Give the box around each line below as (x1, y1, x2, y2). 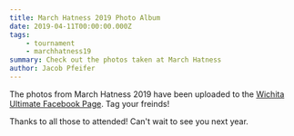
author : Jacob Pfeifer (9, 64, 96, 73)
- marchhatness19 (25, 47, 92, 56)
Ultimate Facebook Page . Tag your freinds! (9, 98, 170, 109)
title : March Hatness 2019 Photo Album (9, 13, 161, 23)
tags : (9, 30, 30, 39)
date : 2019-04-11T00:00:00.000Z (9, 22, 132, 31)
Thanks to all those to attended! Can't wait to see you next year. (9, 115, 248, 127)
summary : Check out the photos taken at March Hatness (9, 55, 222, 64)
